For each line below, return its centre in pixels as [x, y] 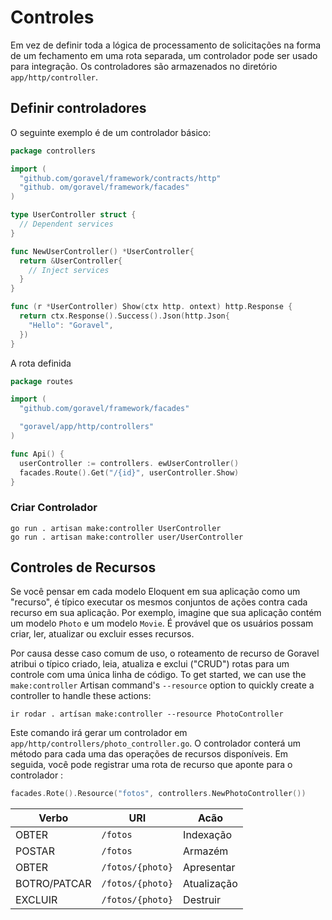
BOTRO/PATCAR [53, 884]
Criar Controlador [54, 508]
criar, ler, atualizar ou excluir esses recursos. [102, 634]
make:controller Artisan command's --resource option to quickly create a [162, 685]
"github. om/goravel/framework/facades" [104, 187]
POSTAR [35, 851]
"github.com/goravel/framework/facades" [104, 409]
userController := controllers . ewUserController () [129, 463]
